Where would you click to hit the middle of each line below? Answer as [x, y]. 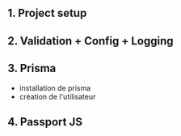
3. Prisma [32, 68]
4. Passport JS [45, 122]
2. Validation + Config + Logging [91, 41]
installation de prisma [55, 87]
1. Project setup [47, 13]
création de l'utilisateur [57, 96]
